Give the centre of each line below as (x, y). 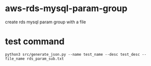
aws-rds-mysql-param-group (66, 8)
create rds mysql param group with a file (46, 22)
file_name (15, 59)
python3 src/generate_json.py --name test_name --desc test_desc (72, 54)
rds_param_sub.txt (45, 59)
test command (35, 41)
